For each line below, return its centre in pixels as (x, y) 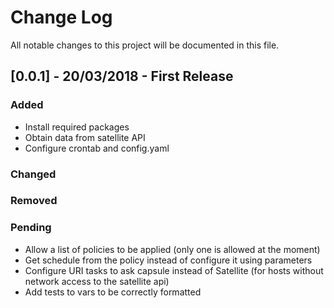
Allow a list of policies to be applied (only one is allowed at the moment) (172, 249)
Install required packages (77, 127)
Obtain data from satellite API (85, 137)
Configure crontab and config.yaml (97, 148)
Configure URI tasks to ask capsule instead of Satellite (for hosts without (174, 270)
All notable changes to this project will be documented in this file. (145, 45)
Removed (34, 201)
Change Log (61, 17)
